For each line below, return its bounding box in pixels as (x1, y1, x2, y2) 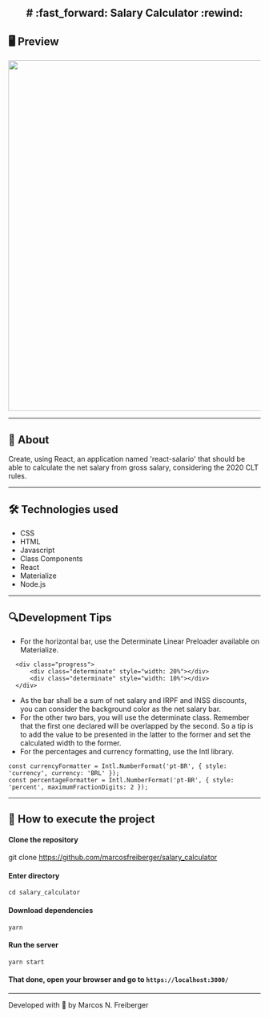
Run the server (8, 940, 58, 950)
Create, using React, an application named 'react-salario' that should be (8, 454, 246, 464)
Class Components (19, 553, 83, 564)
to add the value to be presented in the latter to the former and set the (19, 729, 251, 739)
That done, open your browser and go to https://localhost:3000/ (8, 975, 229, 984)
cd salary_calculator (8, 889, 81, 897)
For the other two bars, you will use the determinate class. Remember (19, 713, 250, 722)
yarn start (8, 958, 45, 966)
